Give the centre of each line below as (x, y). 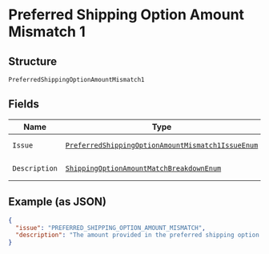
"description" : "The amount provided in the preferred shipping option (138, 235)
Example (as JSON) (57, 202)
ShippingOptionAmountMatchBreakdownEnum (143, 168)
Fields (24, 105)
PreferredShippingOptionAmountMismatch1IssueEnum (162, 145)
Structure (33, 61)
